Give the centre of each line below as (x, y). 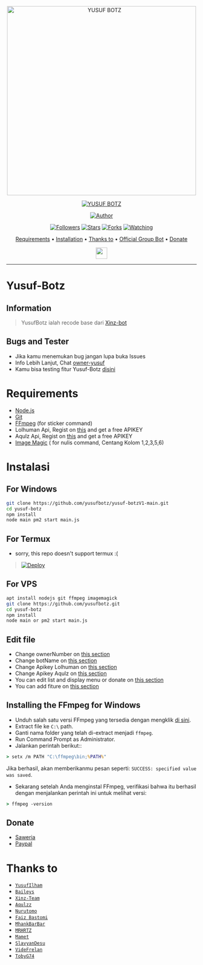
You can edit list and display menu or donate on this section (89, 680)
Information (29, 308)
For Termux (28, 539)
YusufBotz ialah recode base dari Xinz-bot (74, 323)
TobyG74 (24, 957)
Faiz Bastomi (31, 918)
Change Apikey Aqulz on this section (61, 674)
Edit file (21, 640)
